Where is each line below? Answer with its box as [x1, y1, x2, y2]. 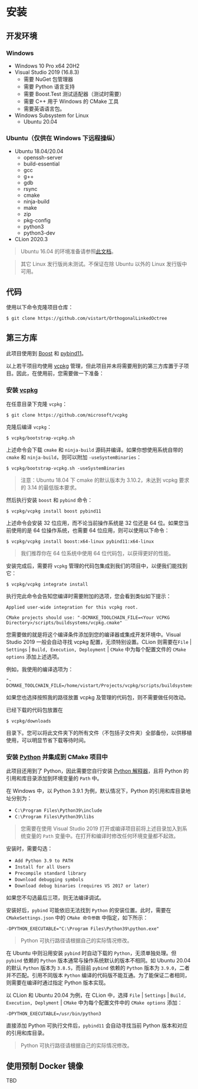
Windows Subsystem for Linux [14, 112, 89, 119]
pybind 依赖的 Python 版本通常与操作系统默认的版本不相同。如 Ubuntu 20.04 [6, 957, 191, 964]
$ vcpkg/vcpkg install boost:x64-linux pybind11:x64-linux [6, 539, 154, 544]
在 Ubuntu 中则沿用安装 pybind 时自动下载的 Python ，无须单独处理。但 [6, 949, 177, 957]
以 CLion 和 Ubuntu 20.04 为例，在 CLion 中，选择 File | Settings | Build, [6, 991, 187, 999]
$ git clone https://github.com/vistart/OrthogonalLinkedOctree [6, 315, 167, 321]
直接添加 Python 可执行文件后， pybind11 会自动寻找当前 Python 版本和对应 [6, 1022, 188, 1029]
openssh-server [23, 154, 63, 161]
